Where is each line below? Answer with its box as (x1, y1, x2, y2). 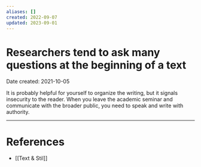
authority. (6, 109, 30, 116)
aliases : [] (6, 8, 36, 15)
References (6, 135, 65, 149)
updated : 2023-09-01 (6, 20, 58, 26)
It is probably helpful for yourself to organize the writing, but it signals (6, 89, 178, 97)
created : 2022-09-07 (6, 14, 58, 20)
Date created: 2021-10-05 (6, 78, 70, 85)
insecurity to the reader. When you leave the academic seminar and (6, 96, 173, 103)
